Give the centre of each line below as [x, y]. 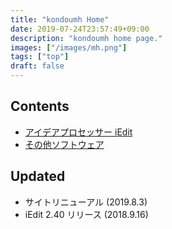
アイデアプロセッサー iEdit [78, 132]
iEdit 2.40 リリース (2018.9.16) [86, 214]
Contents [40, 106]
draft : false [37, 66]
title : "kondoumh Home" [60, 19]
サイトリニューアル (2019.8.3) [86, 202]
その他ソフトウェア [64, 144]
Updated [38, 176]
